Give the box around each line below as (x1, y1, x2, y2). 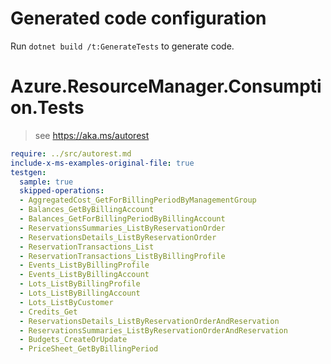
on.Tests (10, 97, 85, 119)
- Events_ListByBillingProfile (19, 260, 150, 271)
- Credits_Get (19, 307, 78, 317)
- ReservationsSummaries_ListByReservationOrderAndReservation (19, 325, 288, 336)
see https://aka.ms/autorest (34, 129, 150, 141)
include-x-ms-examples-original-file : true (10, 158, 195, 168)
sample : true (19, 177, 74, 187)
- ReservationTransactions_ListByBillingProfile (19, 251, 226, 261)
